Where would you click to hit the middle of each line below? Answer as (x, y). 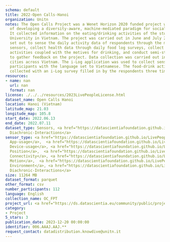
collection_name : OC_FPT (31, 198)
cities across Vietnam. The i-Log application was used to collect (82, 62)
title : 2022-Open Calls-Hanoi (37, 15)
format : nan (23, 90)
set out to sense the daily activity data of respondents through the (86, 43)
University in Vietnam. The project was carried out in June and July (86, 39)
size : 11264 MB (21, 175)
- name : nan (18, 81)
